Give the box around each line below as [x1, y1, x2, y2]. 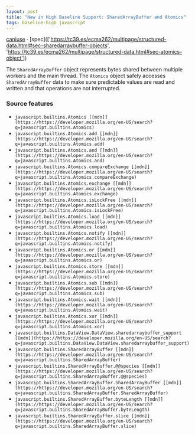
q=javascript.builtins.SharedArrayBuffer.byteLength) [14, 407, 150, 413]
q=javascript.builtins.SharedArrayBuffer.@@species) [14, 373, 148, 380]
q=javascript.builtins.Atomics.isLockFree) [14, 207, 124, 213]
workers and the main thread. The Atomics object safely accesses [6, 72, 166, 80]
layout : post [6, 8, 38, 15]
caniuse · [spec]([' [6, 36, 51, 43]
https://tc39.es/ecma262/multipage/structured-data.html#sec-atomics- [8, 48, 183, 55]
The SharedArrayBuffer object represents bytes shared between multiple [6, 66, 183, 73]
